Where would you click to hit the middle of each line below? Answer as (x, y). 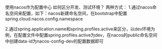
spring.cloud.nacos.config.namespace (44, 19)
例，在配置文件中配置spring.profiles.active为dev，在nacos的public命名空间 (81, 35)
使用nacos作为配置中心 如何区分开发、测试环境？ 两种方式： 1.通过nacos (79, 7)
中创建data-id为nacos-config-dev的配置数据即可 (54, 41)
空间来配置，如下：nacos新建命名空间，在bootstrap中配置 (68, 13)
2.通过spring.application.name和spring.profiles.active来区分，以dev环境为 (80, 29)
